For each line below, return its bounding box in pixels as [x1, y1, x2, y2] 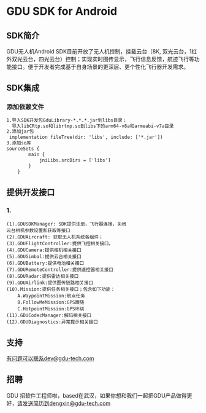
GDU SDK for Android [6, 4, 118, 18]
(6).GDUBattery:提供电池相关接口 [6, 260, 85, 267]
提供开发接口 [6, 187, 55, 197]
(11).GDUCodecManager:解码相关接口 [6, 312, 92, 319]
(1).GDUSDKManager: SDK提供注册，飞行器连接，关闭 [6, 221, 127, 227]
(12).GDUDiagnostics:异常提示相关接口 [6, 319, 98, 325]
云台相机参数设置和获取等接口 [6, 227, 71, 234]
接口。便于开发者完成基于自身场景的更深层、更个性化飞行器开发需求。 [11, 63, 189, 70]
